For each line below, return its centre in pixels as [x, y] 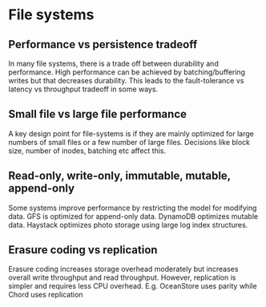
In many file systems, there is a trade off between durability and [113, 63]
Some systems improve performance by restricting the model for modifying [133, 208]
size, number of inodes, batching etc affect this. [87, 151]
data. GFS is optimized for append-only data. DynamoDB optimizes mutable [133, 216]
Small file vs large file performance [97, 114]
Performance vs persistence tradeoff [103, 44]
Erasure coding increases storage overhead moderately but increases [123, 269]
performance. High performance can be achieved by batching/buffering [127, 72]
